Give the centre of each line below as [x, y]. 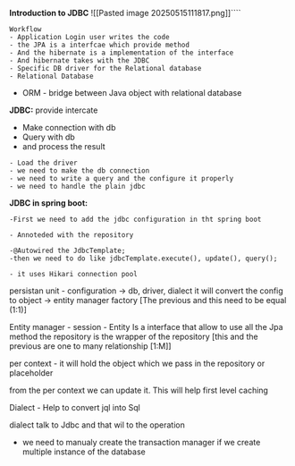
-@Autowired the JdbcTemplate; [67, 250]
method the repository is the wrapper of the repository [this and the [134, 336]
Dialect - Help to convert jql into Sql [75, 407]
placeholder [31, 373]
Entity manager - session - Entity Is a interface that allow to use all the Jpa [146, 327]
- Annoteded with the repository [72, 235]
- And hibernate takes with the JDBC [80, 61]
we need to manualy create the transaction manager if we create [141, 442]
